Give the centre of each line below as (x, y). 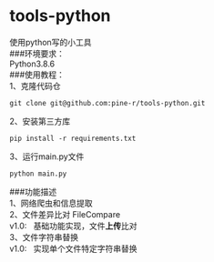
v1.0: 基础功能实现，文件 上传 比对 (73, 226)
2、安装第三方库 (40, 121)
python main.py (38, 174)
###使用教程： (37, 75)
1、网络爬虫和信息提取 (51, 203)
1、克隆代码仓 (35, 86)
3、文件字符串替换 (44, 237)
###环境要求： (37, 53)
